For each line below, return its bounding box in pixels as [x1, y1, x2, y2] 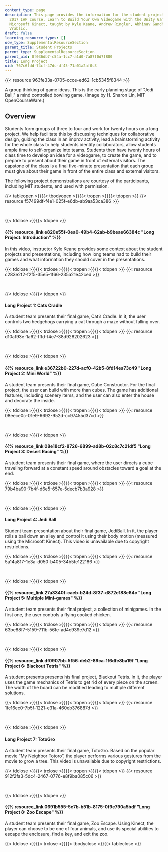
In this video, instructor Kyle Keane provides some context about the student [5, 246, 163, 252]
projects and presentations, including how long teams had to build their [5, 251, 151, 257]
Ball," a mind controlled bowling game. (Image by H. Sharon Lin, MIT [5, 92, 146, 98]
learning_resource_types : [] [5, 36, 66, 41]
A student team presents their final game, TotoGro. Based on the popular [5, 747, 155, 753]
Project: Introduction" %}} [5, 234, 61, 240]
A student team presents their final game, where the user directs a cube [5, 460, 153, 466]
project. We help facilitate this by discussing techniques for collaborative [5, 131, 155, 137]
